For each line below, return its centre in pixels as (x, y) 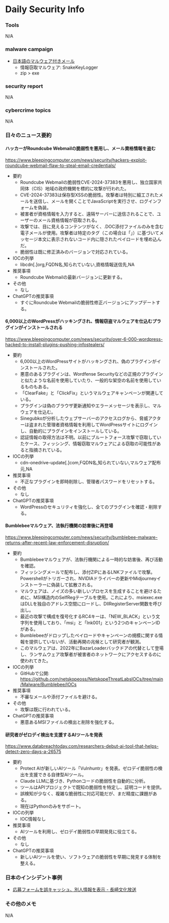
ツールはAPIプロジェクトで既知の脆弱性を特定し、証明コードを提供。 (92, 787)
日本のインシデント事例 (34, 878)
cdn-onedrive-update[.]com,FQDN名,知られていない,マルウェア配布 (91, 462)
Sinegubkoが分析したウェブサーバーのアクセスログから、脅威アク (88, 418)
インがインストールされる (36, 328)
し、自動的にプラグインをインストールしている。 (71, 431)
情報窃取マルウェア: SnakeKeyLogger (59, 67)
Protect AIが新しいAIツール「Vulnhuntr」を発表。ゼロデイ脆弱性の (89, 769)
